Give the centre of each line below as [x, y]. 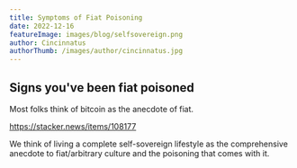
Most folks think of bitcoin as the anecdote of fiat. [102, 109]
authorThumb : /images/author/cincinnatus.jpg [96, 51]
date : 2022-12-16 [42, 26]
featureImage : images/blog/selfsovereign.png [96, 34]
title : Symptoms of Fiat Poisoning [76, 18]
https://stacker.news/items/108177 [73, 126]
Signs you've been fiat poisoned [102, 88]
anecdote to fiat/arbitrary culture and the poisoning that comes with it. [139, 153]
